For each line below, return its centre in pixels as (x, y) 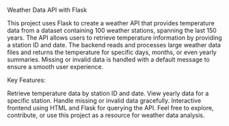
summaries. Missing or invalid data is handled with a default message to (109, 60)
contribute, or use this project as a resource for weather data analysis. (106, 115)
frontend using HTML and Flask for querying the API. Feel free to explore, (110, 108)
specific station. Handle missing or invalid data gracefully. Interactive (104, 101)
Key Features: (26, 80)
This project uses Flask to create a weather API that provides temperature (111, 23)
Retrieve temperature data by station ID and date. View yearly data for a (108, 93)
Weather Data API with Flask (47, 10)
